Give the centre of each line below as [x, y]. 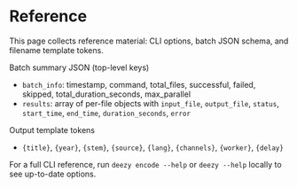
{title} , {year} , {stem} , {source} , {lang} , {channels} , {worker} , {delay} [152, 147]
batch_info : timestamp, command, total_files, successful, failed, [139, 84]
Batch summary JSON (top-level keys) [79, 67]
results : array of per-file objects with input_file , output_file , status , [150, 103]
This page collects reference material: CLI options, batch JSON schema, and [149, 41]
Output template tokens [52, 129]
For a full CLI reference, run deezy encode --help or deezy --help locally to [145, 164]
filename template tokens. [56, 50]
